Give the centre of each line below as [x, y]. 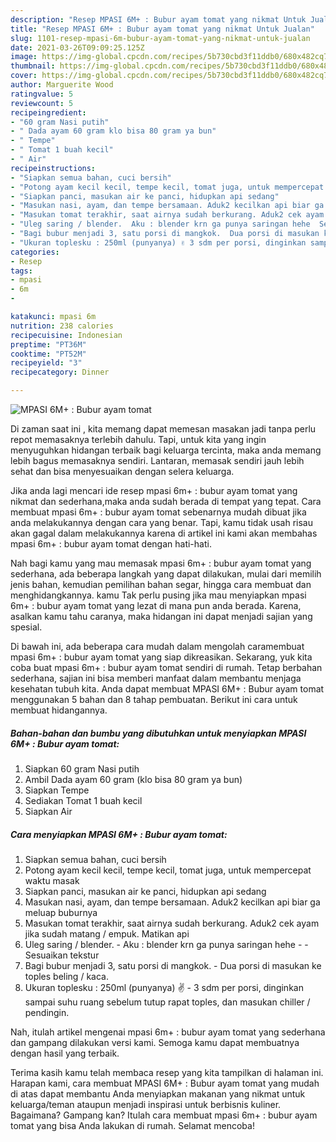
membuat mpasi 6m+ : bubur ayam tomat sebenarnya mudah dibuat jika [158, 512]
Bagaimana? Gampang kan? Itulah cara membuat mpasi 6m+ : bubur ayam [164, 1115]
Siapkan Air [48, 811]
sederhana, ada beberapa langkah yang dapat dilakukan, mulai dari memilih [166, 574]
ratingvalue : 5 [42, 94]
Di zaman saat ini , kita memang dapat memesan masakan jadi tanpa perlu [163, 429]
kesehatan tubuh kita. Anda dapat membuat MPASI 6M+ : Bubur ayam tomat [167, 689]
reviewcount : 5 [42, 103]
